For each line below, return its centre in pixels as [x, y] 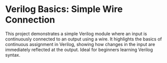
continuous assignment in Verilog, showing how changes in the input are [80, 44]
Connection [30, 20]
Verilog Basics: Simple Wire [64, 9]
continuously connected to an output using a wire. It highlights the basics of [83, 39]
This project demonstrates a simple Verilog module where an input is [76, 33]
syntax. [13, 55]
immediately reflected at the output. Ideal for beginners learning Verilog [79, 49]
